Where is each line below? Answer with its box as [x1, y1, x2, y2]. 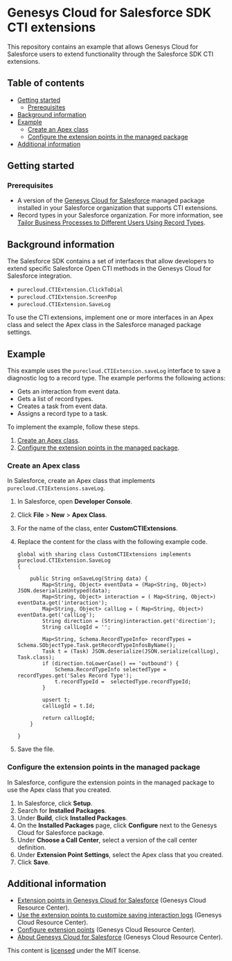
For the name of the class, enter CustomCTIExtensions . [17, 524, 178, 533]
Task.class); [17, 654, 55, 661]
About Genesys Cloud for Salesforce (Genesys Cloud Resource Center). [17, 933, 223, 942]
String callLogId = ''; [42, 624, 111, 631]
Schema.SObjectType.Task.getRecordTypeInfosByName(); [17, 642, 176, 649]
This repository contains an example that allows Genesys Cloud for [7, 42, 199, 51]
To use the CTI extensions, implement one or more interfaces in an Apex [7, 313, 214, 321]
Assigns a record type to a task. [17, 409, 109, 418]
